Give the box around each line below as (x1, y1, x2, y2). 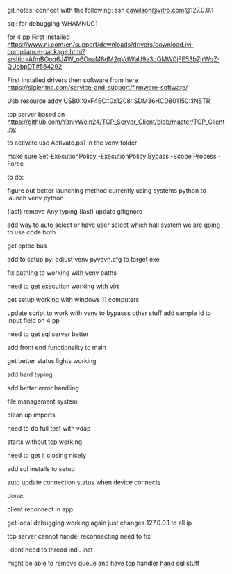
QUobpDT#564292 (7, 63, 63, 70)
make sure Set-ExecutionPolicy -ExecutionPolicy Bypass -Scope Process (7, 152, 217, 160)
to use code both (7, 228, 56, 236)
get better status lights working (7, 357, 97, 365)
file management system (7, 397, 78, 406)
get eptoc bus (7, 241, 47, 250)
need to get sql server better (7, 330, 89, 338)
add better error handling (7, 384, 79, 392)
